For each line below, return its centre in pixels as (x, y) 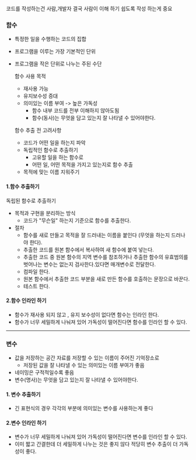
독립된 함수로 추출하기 (31, 200)
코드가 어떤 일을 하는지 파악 (54, 143)
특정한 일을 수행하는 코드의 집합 (50, 39)
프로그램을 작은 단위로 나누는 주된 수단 (58, 64)
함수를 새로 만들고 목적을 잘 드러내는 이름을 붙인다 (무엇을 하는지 (97, 235)
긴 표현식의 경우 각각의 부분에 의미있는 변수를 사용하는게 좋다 (84, 409)
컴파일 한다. (36, 271)
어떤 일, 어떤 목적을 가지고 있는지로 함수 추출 (82, 165)
